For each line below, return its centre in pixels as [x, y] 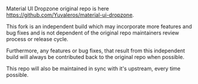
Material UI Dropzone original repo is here [58, 9]
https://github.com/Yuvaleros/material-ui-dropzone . [70, 15]
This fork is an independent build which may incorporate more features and [99, 27]
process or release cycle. [37, 39]
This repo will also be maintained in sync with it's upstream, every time [93, 69]
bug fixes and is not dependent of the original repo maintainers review [93, 33]
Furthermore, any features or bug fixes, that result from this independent [96, 51]
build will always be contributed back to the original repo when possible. [95, 57]
